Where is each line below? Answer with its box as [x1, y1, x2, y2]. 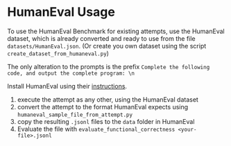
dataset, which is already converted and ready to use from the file [7, 34, 196, 42]
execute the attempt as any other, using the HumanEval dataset [17, 95, 199, 104]
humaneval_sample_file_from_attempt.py [17, 111, 133, 118]
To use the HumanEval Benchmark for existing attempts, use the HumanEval [7, 27, 225, 35]
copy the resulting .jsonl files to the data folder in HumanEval [17, 117, 195, 125]
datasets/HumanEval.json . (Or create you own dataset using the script [7, 42, 207, 50]
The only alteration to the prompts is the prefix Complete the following [7, 62, 210, 71]
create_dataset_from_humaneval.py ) [7, 49, 110, 57]
